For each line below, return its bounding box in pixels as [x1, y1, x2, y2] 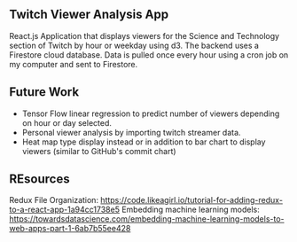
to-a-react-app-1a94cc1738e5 [9, 204, 120, 215]
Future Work [9, 84, 80, 100]
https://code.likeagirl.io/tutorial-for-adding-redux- [100, 195, 284, 206]
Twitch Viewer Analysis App [9, 7, 169, 22]
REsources [9, 172, 70, 187]
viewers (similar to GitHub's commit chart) [21, 145, 176, 156]
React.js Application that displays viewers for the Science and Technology [9, 30, 280, 41]
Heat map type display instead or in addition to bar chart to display [21, 137, 266, 147]
